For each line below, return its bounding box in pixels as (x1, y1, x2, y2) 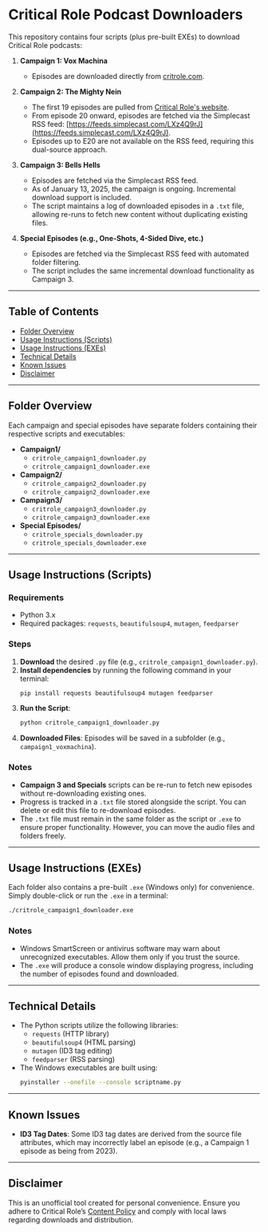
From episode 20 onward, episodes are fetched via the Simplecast (31, 110, 250, 120)
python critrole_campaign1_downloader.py (19, 719, 160, 727)
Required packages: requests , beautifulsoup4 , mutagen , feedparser (19, 618, 239, 628)
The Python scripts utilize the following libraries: (19, 1021, 179, 1030)
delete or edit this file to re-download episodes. (19, 805, 176, 815)
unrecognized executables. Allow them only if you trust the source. (19, 952, 241, 962)
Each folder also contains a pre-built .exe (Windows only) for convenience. (8, 883, 255, 892)
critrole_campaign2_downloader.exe (31, 488, 150, 496)
